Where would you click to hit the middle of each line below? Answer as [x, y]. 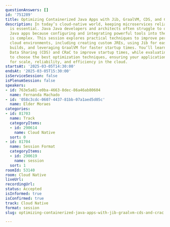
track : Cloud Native [27, 203]
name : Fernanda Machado [35, 95]
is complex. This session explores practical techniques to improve [83, 39]
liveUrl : [14, 180]
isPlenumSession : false [30, 81]
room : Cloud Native [26, 175]
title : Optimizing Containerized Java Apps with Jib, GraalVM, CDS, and [83, 19]
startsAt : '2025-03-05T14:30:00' [40, 66]
